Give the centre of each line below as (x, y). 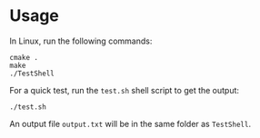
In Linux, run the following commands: (81, 41)
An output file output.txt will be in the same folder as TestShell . (130, 123)
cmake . (24, 57)
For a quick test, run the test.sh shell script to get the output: (124, 90)
